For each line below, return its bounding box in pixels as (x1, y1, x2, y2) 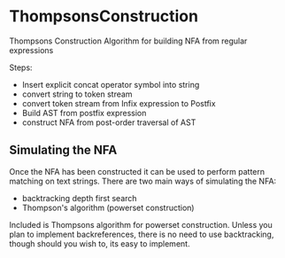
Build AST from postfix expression (21, 107, 147, 118)
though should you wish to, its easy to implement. (9, 238, 190, 249)
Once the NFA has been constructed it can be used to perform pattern (9, 166, 266, 176)
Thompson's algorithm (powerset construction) (21, 202, 195, 213)
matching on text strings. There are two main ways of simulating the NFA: (9, 176, 277, 186)
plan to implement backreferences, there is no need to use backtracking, (9, 229, 274, 239)
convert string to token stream (21, 89, 133, 99)
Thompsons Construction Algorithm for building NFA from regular (9, 35, 248, 46)
